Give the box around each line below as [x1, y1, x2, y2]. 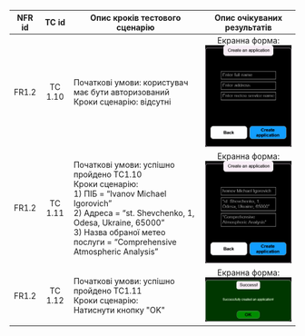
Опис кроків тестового [90, 12, 182, 23]
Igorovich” [73, 197, 113, 209]
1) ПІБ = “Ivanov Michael [73, 188, 167, 199]
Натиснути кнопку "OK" [73, 305, 165, 316]
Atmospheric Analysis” [73, 246, 159, 257]
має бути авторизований [73, 86, 170, 97]
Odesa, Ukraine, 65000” [73, 217, 165, 228]
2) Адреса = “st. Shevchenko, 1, [73, 207, 195, 218]
